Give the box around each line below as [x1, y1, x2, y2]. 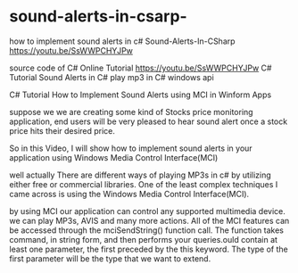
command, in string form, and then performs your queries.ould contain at [9, 234, 278, 244]
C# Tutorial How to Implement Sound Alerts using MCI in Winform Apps [9, 89, 272, 100]
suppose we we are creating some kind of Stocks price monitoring [9, 106, 253, 117]
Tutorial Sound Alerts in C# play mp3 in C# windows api [9, 71, 214, 82]
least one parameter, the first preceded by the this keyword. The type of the [9, 244, 288, 254]
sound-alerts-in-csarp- [9, 6, 187, 27]
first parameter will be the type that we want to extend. [9, 252, 211, 264]
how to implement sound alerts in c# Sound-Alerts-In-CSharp [9, 36, 236, 46]
